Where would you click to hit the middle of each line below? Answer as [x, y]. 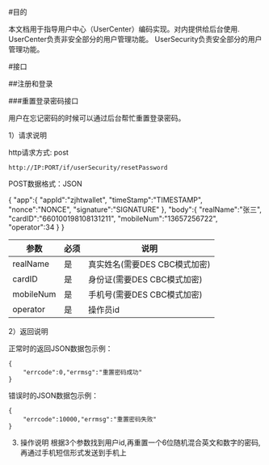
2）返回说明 [28, 331]
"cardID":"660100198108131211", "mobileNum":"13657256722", [113, 218]
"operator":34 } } [36, 227]
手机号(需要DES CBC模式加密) [146, 295]
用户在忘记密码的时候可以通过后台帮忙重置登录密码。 [97, 118]
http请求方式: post [38, 152]
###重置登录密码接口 [44, 101]
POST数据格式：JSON [45, 184]
